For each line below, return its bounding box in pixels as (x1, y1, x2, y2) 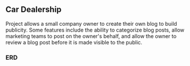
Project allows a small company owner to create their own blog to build (5, 20, 178, 27)
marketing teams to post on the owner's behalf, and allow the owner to (5, 32, 177, 40)
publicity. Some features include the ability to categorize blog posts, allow (5, 26, 185, 33)
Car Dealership (5, 5, 62, 15)
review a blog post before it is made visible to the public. (5, 39, 142, 46)
